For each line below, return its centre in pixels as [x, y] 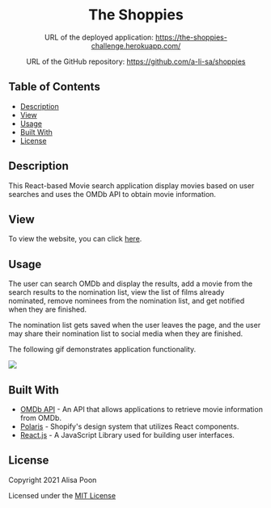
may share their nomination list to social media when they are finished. [126, 334]
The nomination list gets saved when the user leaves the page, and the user [135, 325]
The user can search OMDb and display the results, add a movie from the [131, 283]
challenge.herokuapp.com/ [136, 45]
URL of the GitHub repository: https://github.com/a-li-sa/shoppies [136, 61]
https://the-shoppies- [191, 37]
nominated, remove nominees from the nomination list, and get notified [127, 301]
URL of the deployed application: [99, 37]
